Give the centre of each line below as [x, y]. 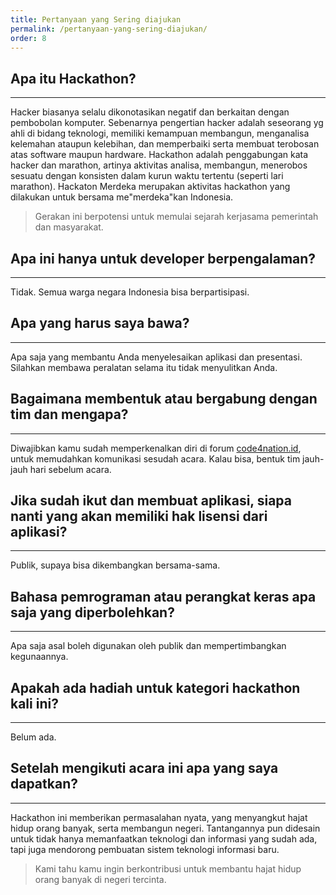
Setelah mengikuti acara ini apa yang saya [144, 768]
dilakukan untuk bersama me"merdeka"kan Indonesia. [122, 197]
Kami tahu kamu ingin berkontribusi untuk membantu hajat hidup [168, 868]
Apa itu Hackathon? [73, 78]
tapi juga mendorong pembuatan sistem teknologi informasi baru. [145, 849]
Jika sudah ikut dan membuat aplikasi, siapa [151, 501]
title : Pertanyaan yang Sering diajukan [96, 19]
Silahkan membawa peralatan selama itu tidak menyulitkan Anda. [144, 367]
